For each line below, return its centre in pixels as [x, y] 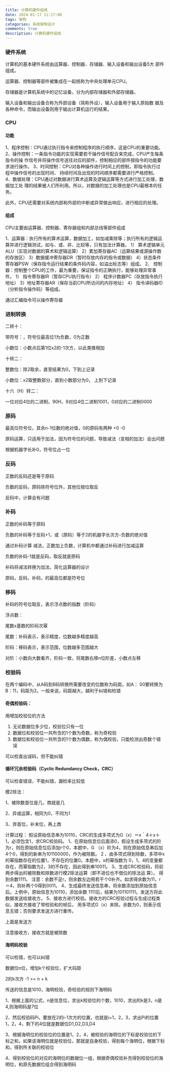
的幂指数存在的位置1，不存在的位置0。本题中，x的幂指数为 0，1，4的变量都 [84, 860]
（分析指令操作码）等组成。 [34, 289]
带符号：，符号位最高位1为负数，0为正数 [48, 337]
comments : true [21, 29]
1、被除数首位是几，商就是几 [35, 802]
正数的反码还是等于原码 [30, 476]
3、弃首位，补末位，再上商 [33, 824]
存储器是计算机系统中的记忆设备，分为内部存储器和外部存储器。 [72, 92]
